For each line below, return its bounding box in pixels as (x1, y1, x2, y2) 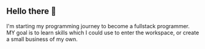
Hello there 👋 (6, 6, 57, 17)
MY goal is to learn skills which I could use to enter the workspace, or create (6, 29, 199, 36)
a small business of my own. (6, 35, 78, 43)
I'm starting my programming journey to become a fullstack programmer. (6, 22, 190, 29)
